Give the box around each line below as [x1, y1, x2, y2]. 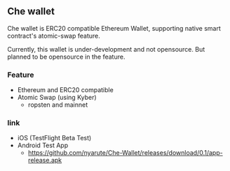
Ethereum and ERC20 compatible [17, 86, 114, 94]
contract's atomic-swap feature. [7, 31, 100, 40]
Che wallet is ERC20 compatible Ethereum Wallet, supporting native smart [7, 24, 221, 32]
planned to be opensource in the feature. [7, 52, 126, 61]
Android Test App [17, 141, 69, 149]
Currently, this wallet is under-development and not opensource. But [7, 45, 205, 53]
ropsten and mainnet [27, 101, 88, 109]
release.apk [27, 156, 62, 165]
